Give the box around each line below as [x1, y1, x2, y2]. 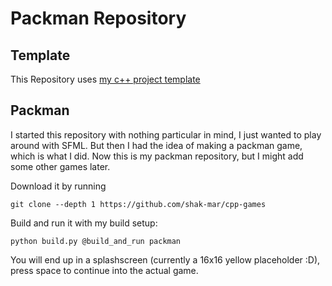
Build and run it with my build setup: [10, 217, 158, 229]
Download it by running [10, 180, 107, 192]
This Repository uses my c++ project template [10, 73, 201, 85]
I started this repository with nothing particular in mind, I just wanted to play [10, 128, 322, 141]
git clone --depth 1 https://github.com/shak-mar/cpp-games [10, 199, 267, 209]
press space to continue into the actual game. [10, 264, 199, 276]
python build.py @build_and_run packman [10, 236, 182, 246]
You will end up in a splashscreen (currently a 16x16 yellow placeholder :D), [10, 253, 321, 266]
